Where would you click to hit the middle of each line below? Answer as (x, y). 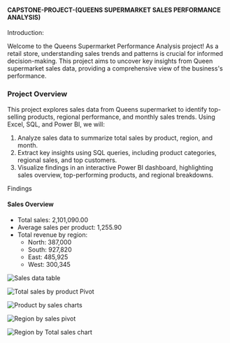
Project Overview (37, 94)
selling (17, 117)
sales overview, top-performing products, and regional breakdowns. (115, 175)
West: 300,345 (49, 264)
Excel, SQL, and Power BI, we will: (56, 124)
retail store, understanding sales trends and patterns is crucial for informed (115, 54)
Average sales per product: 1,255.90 (70, 227)
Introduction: (26, 33)
